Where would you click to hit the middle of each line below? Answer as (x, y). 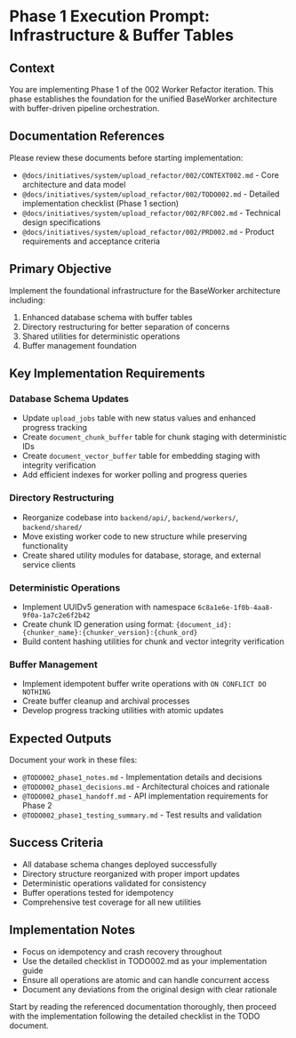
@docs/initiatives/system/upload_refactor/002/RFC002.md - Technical (152, 213)
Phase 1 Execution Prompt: (110, 16)
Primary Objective (60, 269)
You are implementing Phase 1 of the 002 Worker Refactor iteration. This (141, 89)
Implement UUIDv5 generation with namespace (109, 607)
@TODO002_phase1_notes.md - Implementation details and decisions (142, 777)
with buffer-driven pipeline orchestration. (84, 108)
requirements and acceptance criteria (91, 241)
